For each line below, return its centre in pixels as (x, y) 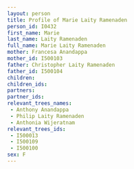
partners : (21, 90)
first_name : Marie (33, 33)
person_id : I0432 (32, 26)
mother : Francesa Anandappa (47, 52)
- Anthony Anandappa (40, 110)
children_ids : (27, 84)
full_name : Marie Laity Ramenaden (57, 46)
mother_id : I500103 (35, 59)
